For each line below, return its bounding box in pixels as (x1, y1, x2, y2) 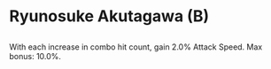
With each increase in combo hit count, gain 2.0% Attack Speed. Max (9, 42, 263, 52)
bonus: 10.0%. (9, 50, 62, 61)
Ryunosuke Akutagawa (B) (9, 6, 210, 27)
